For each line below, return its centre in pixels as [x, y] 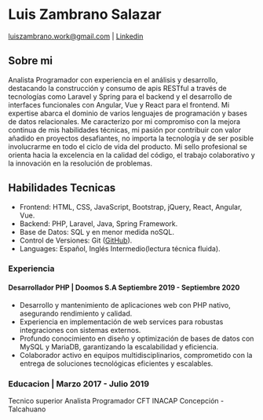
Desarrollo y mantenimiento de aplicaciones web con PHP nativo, [125, 305]
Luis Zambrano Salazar [85, 15]
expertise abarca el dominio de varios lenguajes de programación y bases [128, 113]
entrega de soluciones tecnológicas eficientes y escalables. [116, 363]
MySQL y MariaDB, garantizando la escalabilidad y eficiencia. [119, 346]
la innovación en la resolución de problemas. [80, 163]
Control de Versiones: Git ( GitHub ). [76, 240]
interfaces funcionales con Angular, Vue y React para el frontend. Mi [119, 104]
